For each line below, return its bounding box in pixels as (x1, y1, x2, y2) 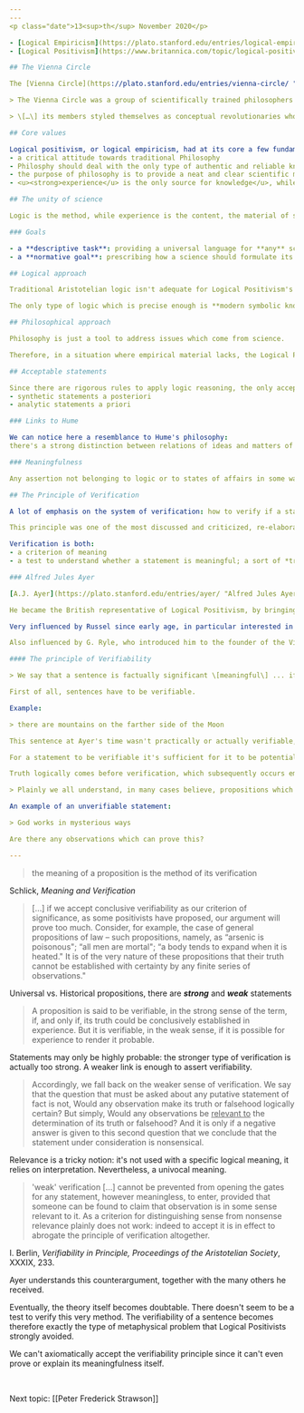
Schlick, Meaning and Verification (9, 885, 136, 896)
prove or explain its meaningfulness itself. (9, 1358, 165, 1369)
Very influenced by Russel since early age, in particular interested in (9, 622, 294, 631)
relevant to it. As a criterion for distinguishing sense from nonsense (31, 1210, 282, 1221)
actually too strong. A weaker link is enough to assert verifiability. (9, 1061, 253, 1072)
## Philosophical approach (9, 318, 111, 327)
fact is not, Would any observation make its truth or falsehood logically (31, 1098, 295, 1109)
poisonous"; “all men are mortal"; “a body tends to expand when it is (31, 940, 288, 952)
